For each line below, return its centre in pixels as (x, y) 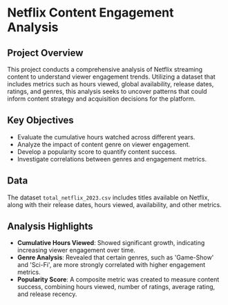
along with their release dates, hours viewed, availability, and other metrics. (115, 204)
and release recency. (47, 294)
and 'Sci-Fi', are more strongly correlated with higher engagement (111, 265)
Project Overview (45, 53)
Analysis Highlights (50, 227)
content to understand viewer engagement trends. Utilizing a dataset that (111, 77)
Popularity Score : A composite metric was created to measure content (118, 279)
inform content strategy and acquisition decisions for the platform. (102, 99)
